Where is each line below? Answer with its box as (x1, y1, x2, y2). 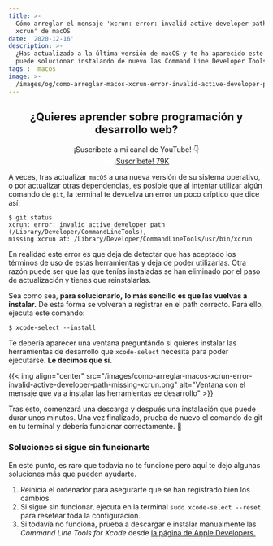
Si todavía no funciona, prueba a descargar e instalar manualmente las (19, 519, 257, 529)
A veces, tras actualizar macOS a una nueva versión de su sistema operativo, (8, 172, 261, 182)
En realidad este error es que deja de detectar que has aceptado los (8, 249, 236, 259)
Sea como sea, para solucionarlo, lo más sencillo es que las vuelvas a (8, 291, 248, 301)
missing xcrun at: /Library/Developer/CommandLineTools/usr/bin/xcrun (8, 235, 253, 244)
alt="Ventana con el (179, 379, 246, 390)
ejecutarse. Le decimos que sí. (8, 355, 113, 366)
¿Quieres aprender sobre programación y (29, 110, 244, 123)
